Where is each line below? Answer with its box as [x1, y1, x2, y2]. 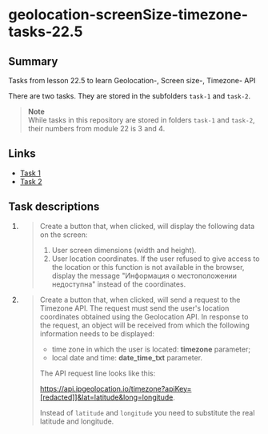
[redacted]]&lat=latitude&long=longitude [39, 392, 174, 402]
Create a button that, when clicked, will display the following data [39, 221, 255, 231]
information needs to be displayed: [39, 328, 154, 338]
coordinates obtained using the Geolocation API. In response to [39, 311, 249, 321]
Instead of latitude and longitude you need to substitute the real [39, 408, 255, 417]
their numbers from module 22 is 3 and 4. [27, 124, 166, 133]
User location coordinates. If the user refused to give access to [51, 254, 260, 263]
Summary [8, 54, 58, 68]
